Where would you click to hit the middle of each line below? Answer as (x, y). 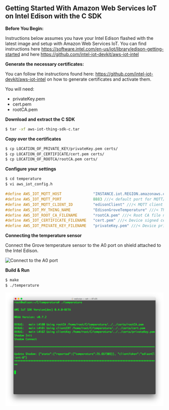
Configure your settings (31, 169)
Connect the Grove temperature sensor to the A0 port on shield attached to (83, 245)
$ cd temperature (23, 179)
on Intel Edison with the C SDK (54, 16)
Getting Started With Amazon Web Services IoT (81, 8)
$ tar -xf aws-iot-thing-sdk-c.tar (43, 129)
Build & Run (18, 270)
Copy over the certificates (33, 139)
